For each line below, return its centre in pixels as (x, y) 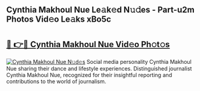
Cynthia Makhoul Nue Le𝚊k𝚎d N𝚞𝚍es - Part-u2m (101, 10)
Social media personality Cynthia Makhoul (139, 62)
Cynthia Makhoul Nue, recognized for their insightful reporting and (89, 75)
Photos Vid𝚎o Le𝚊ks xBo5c (59, 20)
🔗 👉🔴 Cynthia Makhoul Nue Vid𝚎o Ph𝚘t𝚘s (88, 44)
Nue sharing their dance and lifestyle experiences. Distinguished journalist (99, 68)
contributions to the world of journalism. (56, 81)
